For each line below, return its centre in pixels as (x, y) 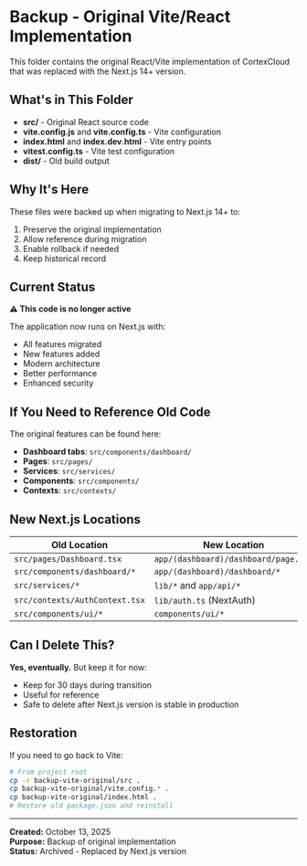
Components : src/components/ (81, 481)
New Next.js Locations (75, 519)
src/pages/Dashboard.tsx (68, 559)
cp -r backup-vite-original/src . (75, 780)
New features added (61, 354)
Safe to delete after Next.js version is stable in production (131, 704)
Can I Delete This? (62, 645)
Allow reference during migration (85, 238)
